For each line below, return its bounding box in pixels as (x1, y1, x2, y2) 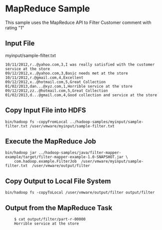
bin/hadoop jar (5, 150, 37, 155)
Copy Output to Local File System (5, 177, 111, 185)
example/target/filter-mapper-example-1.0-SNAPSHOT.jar (5, 155, 124, 160)
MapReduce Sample (5, 3, 90, 14)
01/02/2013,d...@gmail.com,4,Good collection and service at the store (5, 93, 157, 98)
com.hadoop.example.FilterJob (14, 159, 77, 164)
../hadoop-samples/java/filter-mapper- (38, 150, 122, 155)
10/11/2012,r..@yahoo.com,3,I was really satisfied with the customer (5, 62, 155, 67)
